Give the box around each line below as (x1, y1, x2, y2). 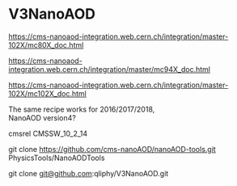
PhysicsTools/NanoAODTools (8, 153, 105, 163)
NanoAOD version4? (8, 112, 77, 122)
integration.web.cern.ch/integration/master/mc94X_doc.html (8, 64, 210, 74)
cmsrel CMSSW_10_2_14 (8, 129, 88, 138)
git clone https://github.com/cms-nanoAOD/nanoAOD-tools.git (8, 144, 216, 154)
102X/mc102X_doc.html (8, 88, 87, 98)
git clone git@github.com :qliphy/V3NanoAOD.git (8, 168, 169, 178)
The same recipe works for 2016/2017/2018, (8, 104, 155, 114)
